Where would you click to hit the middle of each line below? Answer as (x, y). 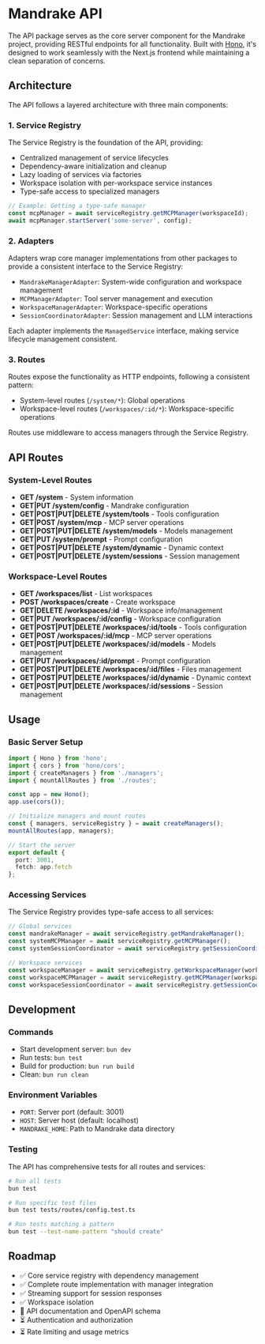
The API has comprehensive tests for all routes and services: (107, 1166)
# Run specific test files (52, 1202)
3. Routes (27, 359)
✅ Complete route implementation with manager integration (116, 1284)
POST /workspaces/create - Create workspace (97, 602)
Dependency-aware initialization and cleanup (93, 166)
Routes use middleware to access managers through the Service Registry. (128, 432)
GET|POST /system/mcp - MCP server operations (102, 522)
